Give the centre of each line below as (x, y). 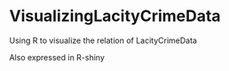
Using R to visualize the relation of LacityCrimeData (103, 40)
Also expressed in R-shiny (57, 57)
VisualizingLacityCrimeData (115, 16)
